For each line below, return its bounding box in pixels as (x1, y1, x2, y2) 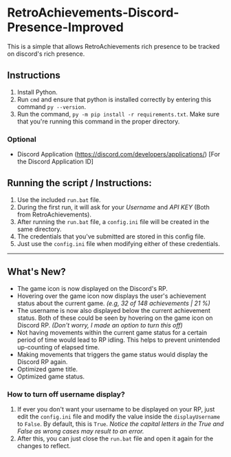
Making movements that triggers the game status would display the (16, 350, 208, 358)
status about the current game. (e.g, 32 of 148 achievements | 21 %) (16, 298, 211, 307)
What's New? (7, 266, 67, 278)
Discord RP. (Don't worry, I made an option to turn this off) (16, 321, 184, 329)
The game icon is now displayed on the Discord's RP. (16, 284, 168, 292)
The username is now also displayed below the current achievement (16, 306, 211, 314)
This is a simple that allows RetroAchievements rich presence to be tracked (7, 42, 220, 50)
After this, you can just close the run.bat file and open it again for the (16, 434, 214, 443)
